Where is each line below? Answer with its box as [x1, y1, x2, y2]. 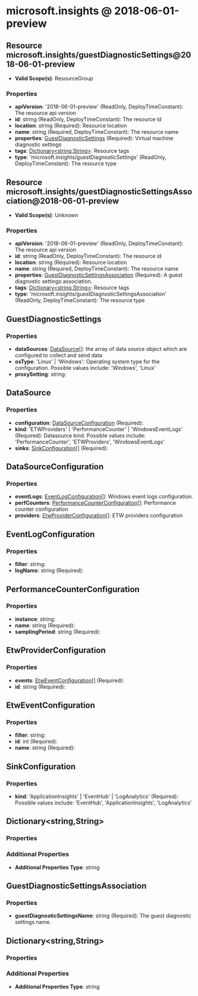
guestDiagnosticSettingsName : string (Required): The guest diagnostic [14, 912, 192, 919]
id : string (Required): [14, 683, 66, 690]
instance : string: [14, 615, 56, 623]
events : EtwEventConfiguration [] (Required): [14, 677, 125, 684]
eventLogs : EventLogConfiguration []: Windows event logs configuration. [14, 493, 193, 500]
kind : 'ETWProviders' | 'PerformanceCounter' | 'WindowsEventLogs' [14, 425, 183, 432]
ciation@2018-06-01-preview [6, 196, 120, 206]
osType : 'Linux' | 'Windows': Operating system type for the [14, 358, 160, 365]
